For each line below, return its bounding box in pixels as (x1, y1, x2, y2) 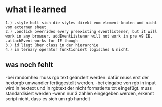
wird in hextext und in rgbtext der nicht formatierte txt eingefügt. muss (5, 85, 152, 91)
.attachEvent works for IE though (5, 38, 78, 43)
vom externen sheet (5, 24, 47, 30)
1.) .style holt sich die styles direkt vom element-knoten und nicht (5, 20, 157, 25)
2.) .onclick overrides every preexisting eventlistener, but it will (5, 29, 157, 34)
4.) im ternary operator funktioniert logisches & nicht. (5, 47, 130, 52)
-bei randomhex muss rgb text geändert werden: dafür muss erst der (5, 74, 149, 80)
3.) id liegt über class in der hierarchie (5, 42, 99, 48)
